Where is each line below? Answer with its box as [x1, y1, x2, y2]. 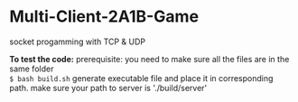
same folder [9, 63, 54, 74]
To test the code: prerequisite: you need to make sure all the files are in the [9, 53, 290, 64]
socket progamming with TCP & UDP [9, 36, 146, 47]
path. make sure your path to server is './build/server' [9, 82, 208, 93]
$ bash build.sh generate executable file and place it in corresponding [9, 72, 274, 83]
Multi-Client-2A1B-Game [9, 6, 200, 27]
